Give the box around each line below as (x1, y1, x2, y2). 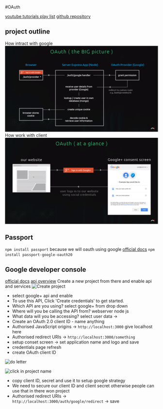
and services (5, 283, 31, 289)
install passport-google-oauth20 (5, 252, 73, 257)
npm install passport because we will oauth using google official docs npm (5, 246, 155, 252)
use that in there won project (12, 388, 70, 394)
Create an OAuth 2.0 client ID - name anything (12, 319, 105, 325)
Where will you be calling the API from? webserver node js (12, 308, 129, 314)
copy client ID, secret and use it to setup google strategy (12, 378, 126, 384)
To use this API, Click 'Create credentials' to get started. (12, 298, 125, 304)
